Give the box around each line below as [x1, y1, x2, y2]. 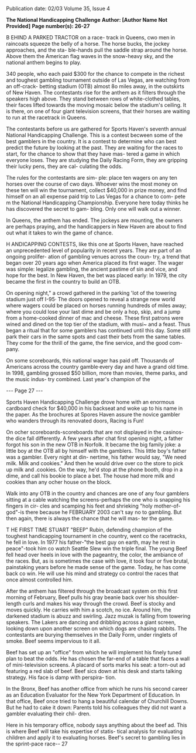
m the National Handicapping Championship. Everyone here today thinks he [6, 199, 189, 206]
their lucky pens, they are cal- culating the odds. [6, 163, 123, 170]
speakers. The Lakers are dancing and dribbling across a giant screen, [6, 619, 176, 626]
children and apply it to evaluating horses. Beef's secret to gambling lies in [6, 734, 186, 741]
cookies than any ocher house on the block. [6, 479, 112, 485]
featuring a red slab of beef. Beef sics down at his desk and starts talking [6, 668, 183, 674]
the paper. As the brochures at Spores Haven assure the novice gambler [6, 411, 180, 418]
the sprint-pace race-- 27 [6, 740, 68, 747]
